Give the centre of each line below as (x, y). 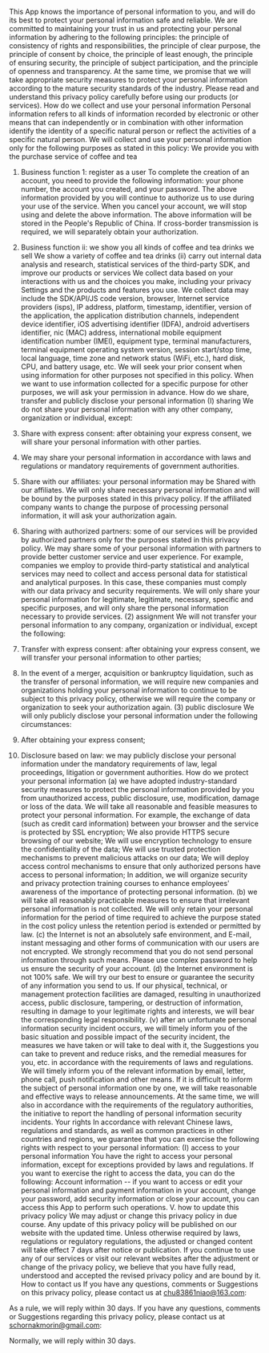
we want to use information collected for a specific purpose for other (134, 384)
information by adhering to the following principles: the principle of (119, 37)
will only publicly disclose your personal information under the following (139, 716)
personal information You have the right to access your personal (126, 1156)
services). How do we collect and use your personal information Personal (130, 105)
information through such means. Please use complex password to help (139, 960)
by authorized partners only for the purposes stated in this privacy (130, 540)
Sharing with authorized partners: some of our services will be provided (139, 531)
